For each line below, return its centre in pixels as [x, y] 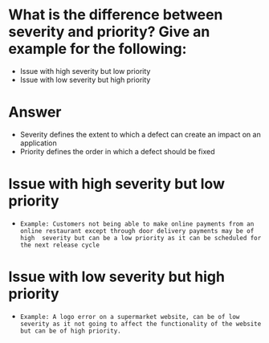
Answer [35, 112]
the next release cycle [60, 245]
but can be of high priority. [71, 331]
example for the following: [98, 49]
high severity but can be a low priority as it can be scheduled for [141, 238]
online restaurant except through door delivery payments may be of [137, 231]
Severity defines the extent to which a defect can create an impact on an [140, 134]
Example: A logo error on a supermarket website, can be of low [130, 316]
